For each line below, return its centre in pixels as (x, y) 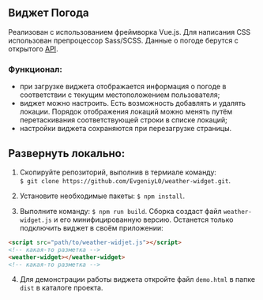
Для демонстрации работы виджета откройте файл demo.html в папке (137, 279)
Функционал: (36, 69)
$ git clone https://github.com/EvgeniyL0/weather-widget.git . (125, 180)
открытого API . (33, 49)
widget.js (36, 220)
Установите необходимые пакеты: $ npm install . (102, 196)
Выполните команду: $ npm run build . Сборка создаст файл (120, 211)
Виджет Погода (49, 13)
